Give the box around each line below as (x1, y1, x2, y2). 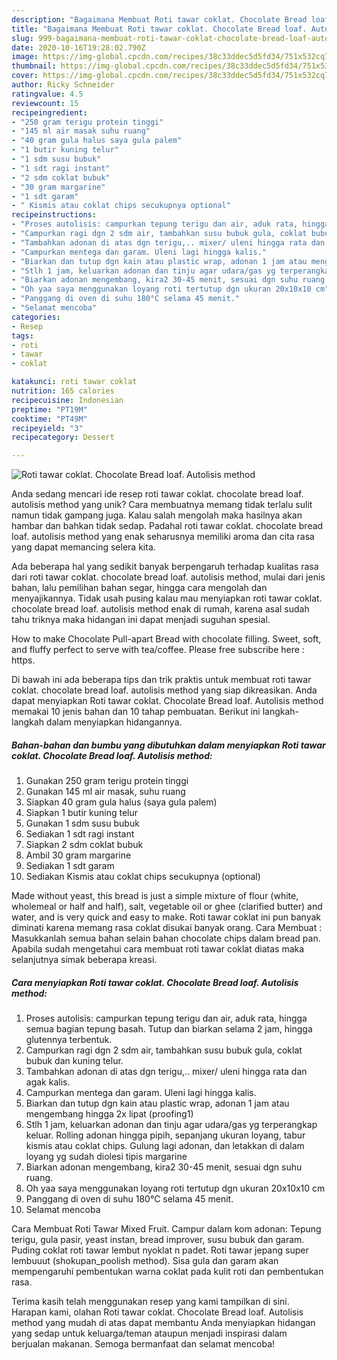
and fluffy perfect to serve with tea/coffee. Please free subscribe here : (11, 644, 305, 656)
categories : (11, 312, 61, 322)
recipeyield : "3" (11, 423, 84, 433)
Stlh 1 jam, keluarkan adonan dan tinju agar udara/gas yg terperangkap (25, 1119, 318, 1131)
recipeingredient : (11, 107, 88, 118)
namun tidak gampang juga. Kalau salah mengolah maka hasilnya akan (11, 509, 303, 521)
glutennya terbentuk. (25, 1034, 113, 1046)
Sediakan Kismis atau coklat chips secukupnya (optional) (25, 871, 261, 883)
